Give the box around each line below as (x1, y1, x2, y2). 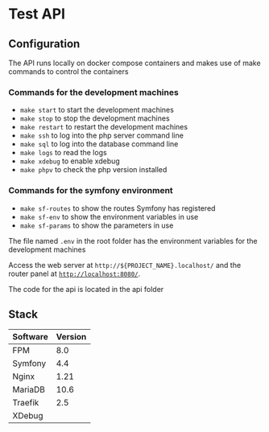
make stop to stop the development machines (19, 113, 171, 123)
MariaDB (12, 384, 46, 395)
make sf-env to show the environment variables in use (19, 212, 199, 221)
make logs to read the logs (19, 148, 107, 158)
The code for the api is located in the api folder (8, 284, 164, 294)
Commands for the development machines (8, 86, 179, 97)
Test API (8, 5, 66, 23)
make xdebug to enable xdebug (19, 156, 121, 166)
